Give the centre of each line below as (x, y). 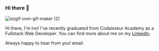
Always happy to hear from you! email (44, 43)
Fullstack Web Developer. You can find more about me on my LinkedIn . (78, 34)
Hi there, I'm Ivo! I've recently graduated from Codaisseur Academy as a (79, 28)
